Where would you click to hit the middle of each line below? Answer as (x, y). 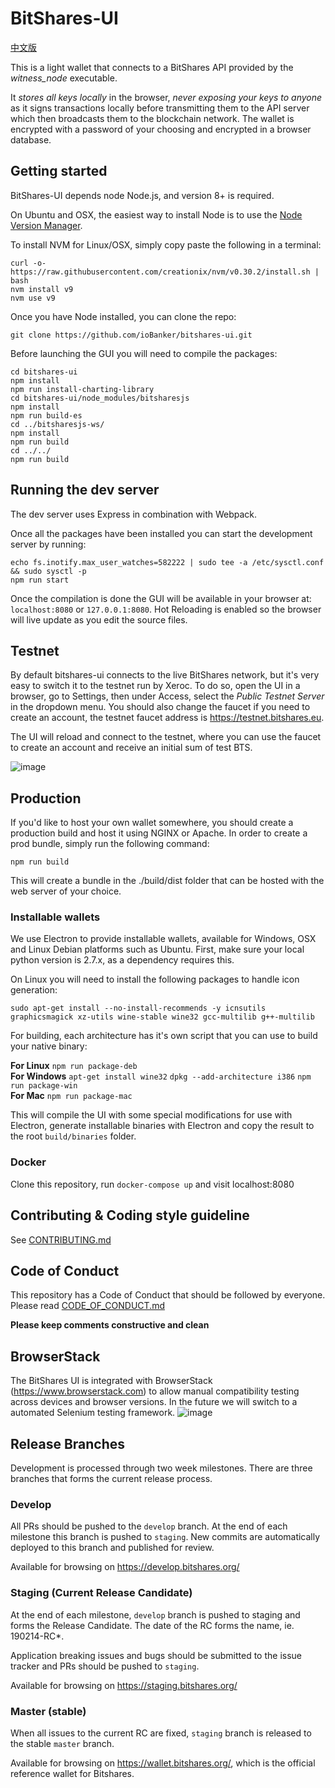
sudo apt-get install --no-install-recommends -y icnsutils (138, 1008)
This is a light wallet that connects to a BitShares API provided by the (152, 67)
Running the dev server (85, 490)
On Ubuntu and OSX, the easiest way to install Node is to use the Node (156, 214)
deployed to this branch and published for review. (112, 1548)
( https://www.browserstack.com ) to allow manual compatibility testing (155, 1391)
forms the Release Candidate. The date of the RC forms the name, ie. (152, 1625)
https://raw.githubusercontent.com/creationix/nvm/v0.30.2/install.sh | (165, 272)
